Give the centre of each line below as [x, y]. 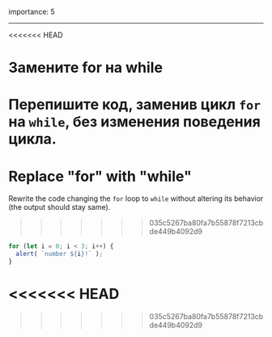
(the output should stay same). [59, 207]
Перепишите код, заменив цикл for [135, 105]
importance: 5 [32, 12]
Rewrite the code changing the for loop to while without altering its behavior [136, 198]
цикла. [32, 139]
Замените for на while [86, 68]
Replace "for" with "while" [100, 176]
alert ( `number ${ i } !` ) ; [59, 254]
